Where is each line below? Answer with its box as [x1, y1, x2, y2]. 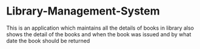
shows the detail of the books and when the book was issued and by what [6, 30, 192, 38]
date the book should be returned [6, 37, 90, 44]
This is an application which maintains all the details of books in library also [6, 24, 194, 31]
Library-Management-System [6, 4, 161, 18]
